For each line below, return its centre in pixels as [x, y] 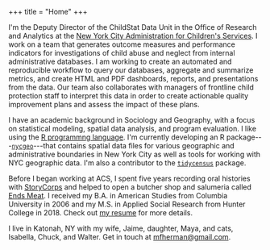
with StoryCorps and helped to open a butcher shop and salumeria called [130, 187]
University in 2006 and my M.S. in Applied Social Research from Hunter [127, 204]
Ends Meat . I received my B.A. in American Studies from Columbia [118, 196]
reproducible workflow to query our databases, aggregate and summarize [131, 70]
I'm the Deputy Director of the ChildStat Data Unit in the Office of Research [133, 27]
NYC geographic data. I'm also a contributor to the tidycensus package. [127, 163]
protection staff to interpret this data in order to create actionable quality [129, 96]
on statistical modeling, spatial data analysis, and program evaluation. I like [132, 129]
